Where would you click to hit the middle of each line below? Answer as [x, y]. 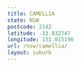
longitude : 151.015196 [40, 40]
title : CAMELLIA [31, 14]
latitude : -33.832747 [39, 33]
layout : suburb [30, 53]
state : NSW [23, 20]
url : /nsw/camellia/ [38, 46]
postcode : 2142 [30, 27]
